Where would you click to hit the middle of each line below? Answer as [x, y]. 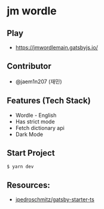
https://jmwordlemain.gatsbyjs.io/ [56, 47]
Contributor [29, 66]
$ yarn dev [20, 167]
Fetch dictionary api [40, 128]
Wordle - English [36, 115]
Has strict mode [35, 122]
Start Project [31, 153]
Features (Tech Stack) [49, 101]
